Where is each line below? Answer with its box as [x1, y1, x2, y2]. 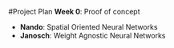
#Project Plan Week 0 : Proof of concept [8, 7, 140, 16]
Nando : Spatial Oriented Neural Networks [19, 22, 158, 31]
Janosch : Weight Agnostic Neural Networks [19, 31, 166, 40]
